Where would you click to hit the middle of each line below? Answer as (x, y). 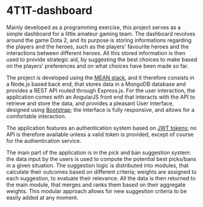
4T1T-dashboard (49, 11)
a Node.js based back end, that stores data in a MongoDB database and (96, 84)
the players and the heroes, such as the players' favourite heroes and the (98, 47)
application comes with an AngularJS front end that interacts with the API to (101, 97)
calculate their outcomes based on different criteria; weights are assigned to (101, 172)
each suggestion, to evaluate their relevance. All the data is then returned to (101, 178)
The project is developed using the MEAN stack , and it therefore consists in (101, 77)
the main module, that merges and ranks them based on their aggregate (96, 185)
